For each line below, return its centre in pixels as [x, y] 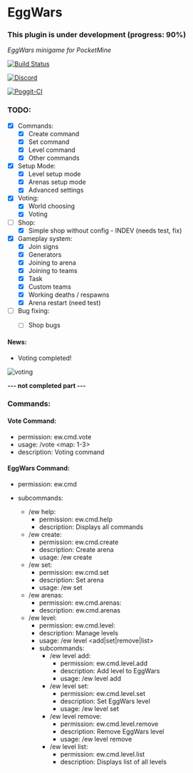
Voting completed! [45, 358]
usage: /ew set [61, 587]
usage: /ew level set [90, 708]
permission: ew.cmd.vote [54, 436]
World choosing [52, 206]
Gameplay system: [45, 238]
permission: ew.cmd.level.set [103, 693]
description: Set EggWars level [105, 701]
